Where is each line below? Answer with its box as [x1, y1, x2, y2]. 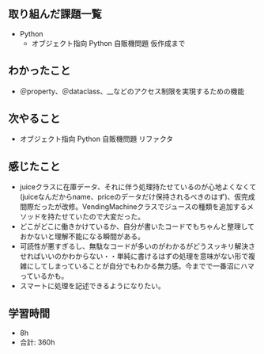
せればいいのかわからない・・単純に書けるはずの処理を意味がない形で [19, 252, 249, 261]
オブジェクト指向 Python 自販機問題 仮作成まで [31, 38, 186, 48]
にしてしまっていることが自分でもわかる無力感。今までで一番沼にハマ [26, 261, 255, 271]
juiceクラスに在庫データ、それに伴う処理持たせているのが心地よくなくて [19, 182, 257, 192]
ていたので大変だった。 [68, 212, 145, 222]
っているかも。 [19, 272, 69, 281]
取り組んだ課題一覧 [8, 7, 102, 21]
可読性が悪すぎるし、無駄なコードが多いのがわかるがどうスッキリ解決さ [19, 242, 255, 251]
